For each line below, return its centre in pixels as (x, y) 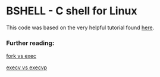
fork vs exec (21, 56)
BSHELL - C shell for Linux (72, 11)
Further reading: (30, 43)
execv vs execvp (27, 67)
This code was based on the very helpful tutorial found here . (80, 27)
